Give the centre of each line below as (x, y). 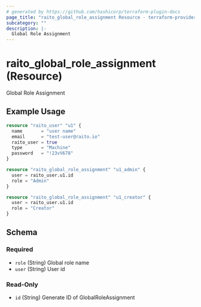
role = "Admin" (31, 181)
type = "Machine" (41, 148)
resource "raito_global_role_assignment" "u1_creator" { (79, 197)
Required (20, 250)
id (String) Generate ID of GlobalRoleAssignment (75, 297)
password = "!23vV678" (42, 153)
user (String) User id (40, 269)
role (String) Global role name (52, 262)
